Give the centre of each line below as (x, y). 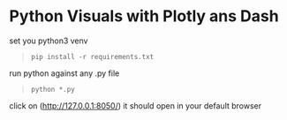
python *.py (53, 89)
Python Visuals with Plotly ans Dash (144, 16)
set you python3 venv (49, 41)
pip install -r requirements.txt (92, 56)
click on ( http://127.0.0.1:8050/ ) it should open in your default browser (136, 105)
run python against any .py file (64, 73)
